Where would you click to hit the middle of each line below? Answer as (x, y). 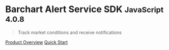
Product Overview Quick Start (36, 42)
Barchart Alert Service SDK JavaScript (84, 9)
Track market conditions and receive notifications (70, 32)
